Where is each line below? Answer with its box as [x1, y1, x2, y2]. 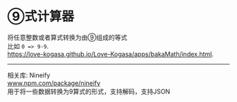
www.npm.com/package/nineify [7, 79, 101, 87]
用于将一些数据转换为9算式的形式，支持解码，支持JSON [7, 87, 171, 96]
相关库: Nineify [7, 70, 51, 79]
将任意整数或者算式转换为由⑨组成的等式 [7, 33, 128, 42]
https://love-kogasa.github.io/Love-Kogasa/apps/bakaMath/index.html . [7, 49, 214, 58]
